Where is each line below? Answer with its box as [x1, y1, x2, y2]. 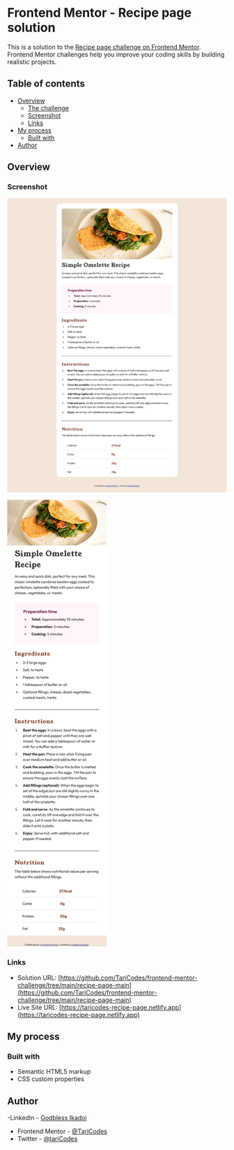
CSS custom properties [17, 1075, 85, 1083]
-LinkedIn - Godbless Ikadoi [7, 1114, 87, 1122]
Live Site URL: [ [17, 1003, 62, 1011]
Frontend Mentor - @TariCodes [17, 1127, 108, 1135]
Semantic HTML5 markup [17, 1068, 91, 1076]
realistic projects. [7, 57, 57, 66]
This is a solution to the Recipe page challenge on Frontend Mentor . [7, 43, 201, 51]
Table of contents [7, 78, 85, 90]
